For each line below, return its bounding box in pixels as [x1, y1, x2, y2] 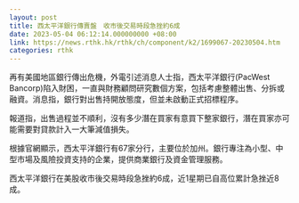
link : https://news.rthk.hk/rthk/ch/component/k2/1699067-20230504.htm [9, 37, 280, 47]
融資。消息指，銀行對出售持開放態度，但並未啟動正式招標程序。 [9, 94, 243, 105]
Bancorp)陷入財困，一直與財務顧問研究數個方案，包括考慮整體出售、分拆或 [9, 83, 285, 93]
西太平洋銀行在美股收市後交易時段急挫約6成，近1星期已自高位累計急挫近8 [9, 173, 280, 183]
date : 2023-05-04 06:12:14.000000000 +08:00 [9, 29, 177, 38]
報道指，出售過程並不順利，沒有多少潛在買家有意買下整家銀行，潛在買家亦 [9, 113, 282, 124]
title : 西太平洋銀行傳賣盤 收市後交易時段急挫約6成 [9, 21, 181, 30]
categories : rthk [9, 46, 74, 55]
